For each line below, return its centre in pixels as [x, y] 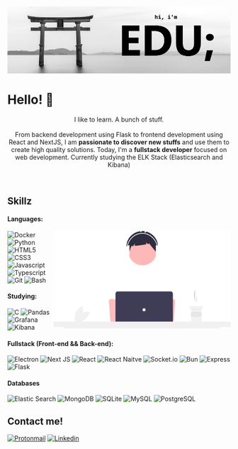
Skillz [20, 201]
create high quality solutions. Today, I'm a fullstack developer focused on [119, 150]
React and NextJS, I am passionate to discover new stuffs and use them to [119, 142]
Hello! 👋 [31, 100]
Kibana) [119, 165]
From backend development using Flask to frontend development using [119, 135]
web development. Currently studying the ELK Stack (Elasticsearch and [119, 157]
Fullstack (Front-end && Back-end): [61, 343]
